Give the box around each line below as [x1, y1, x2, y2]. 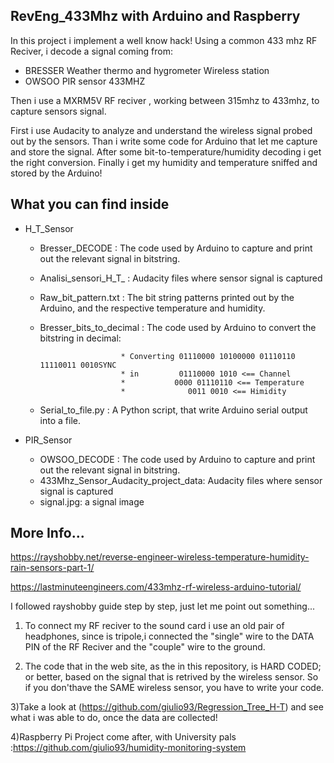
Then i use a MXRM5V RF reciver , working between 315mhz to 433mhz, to [10, 94, 320, 106]
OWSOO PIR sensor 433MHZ [24, 75, 146, 87]
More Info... [10, 525, 85, 542]
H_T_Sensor [24, 222, 74, 234]
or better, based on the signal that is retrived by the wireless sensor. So [24, 671, 319, 683]
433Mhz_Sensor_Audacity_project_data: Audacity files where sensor [39, 474, 323, 486]
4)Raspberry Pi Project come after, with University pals [10, 731, 237, 743]
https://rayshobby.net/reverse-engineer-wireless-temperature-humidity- [10, 551, 310, 563]
